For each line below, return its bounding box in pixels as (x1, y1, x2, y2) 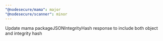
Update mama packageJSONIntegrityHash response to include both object (5, 25, 158, 31)
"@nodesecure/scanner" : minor (5, 12, 68, 17)
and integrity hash (5, 30, 42, 36)
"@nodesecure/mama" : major (5, 7, 61, 12)
